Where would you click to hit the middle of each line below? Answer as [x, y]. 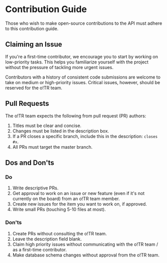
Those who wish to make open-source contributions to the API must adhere [84, 23]
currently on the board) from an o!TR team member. [66, 199]
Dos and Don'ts [30, 162]
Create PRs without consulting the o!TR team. [60, 233]
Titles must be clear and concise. [47, 125]
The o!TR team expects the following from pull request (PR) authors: [76, 116]
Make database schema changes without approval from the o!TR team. [86, 255]
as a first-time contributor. [39, 249]
